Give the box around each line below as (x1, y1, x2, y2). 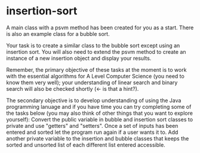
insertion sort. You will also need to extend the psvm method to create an (6, 48, 186, 55)
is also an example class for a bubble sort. (6, 30, 110, 37)
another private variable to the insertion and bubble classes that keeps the (6, 134, 189, 142)
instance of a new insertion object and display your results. (6, 54, 152, 62)
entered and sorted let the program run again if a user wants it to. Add (6, 128, 179, 136)
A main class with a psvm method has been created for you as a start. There (6, 24, 194, 31)
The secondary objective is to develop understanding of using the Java (6, 97, 181, 104)
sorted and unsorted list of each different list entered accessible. (6, 141, 165, 148)
